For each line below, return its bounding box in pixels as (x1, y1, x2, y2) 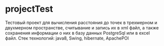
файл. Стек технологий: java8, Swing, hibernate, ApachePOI (5, 35, 129, 41)
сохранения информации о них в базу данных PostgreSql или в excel (5, 30, 150, 36)
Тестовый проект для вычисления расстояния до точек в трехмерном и (5, 20, 158, 25)
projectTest (5, 3, 53, 15)
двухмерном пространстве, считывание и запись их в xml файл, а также (5, 24, 159, 30)
